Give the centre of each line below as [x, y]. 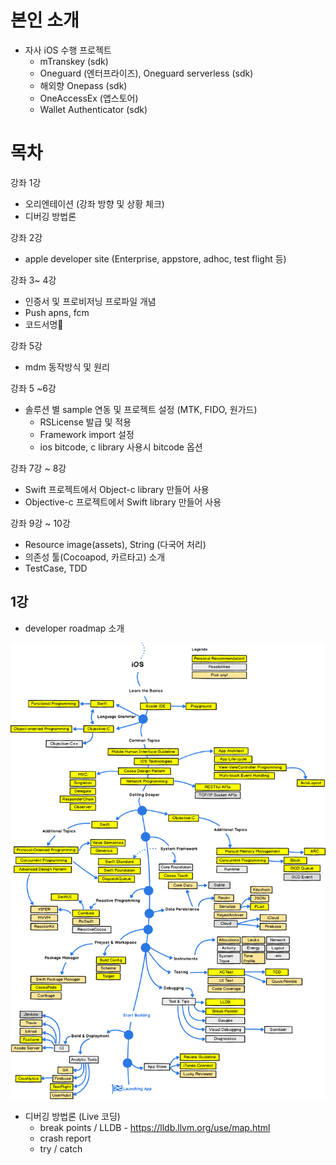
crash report [65, 1138]
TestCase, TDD [56, 568]
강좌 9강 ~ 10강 [40, 523]
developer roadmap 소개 [74, 628]
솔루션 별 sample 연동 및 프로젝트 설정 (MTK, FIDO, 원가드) [141, 409]
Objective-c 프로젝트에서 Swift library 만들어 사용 [123, 502]
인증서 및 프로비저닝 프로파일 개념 [90, 301]
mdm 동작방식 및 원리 [67, 367]
